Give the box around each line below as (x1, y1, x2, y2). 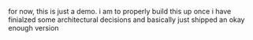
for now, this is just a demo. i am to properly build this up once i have (8, 7, 232, 16)
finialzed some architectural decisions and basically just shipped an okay (8, 15, 245, 24)
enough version (8, 24, 59, 32)
